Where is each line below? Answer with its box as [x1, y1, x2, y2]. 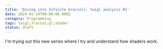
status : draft [5, 25, 34, 30]
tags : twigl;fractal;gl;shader [5, 20, 69, 26]
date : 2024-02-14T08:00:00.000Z [5, 12, 71, 16]
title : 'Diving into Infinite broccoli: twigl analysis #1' [5, 7, 130, 12]
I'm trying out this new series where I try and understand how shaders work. [5, 38, 158, 44]
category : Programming [5, 16, 51, 21]
